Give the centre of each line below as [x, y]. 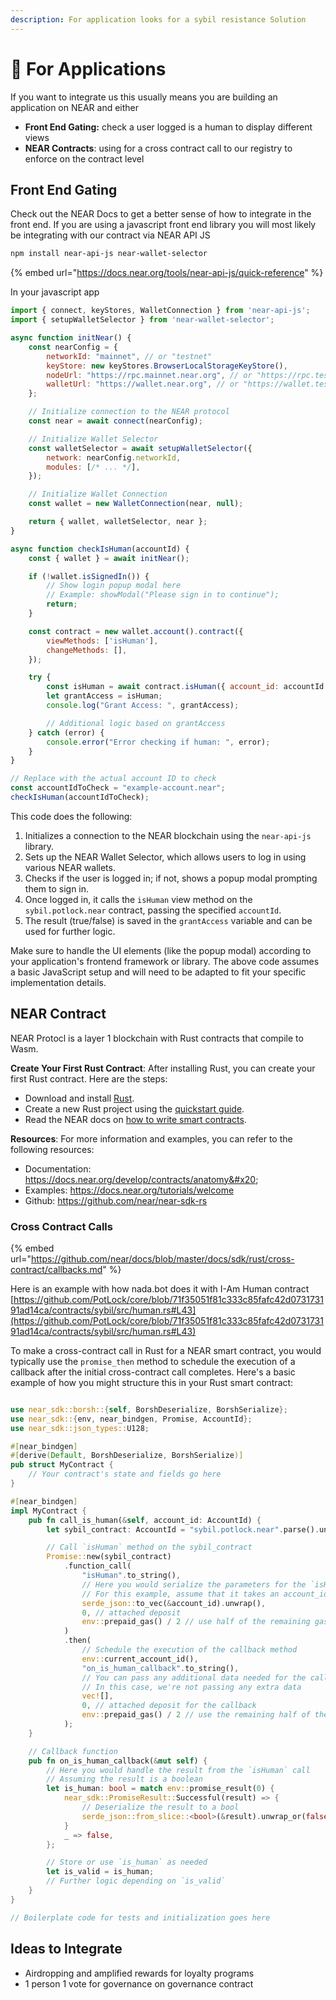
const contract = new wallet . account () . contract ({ [136, 631]
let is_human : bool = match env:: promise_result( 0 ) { [160, 1789]
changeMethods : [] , [87, 650]
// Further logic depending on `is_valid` [136, 1881]
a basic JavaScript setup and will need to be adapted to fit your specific [158, 972]
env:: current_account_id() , [140, 1659]
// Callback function [73, 1751]
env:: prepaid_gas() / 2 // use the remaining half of [196, 1715]
